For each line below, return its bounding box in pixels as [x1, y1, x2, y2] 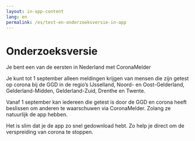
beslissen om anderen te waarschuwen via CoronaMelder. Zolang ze [6, 105, 171, 112]
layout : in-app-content [6, 8, 64, 15]
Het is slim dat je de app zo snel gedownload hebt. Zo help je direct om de [6, 122, 185, 129]
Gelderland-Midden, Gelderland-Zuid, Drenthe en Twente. [6, 87, 146, 94]
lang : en [6, 14, 27, 20]
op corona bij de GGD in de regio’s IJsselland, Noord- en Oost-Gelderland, [6, 81, 185, 88]
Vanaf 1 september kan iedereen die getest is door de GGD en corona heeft [6, 98, 187, 105]
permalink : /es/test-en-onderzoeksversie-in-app [6, 19, 127, 25]
